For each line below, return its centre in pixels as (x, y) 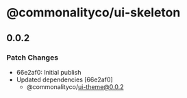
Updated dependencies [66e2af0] (65, 79)
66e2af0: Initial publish (49, 72)
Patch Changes (33, 58)
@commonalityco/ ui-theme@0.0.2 (75, 86)
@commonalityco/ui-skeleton (93, 13)
